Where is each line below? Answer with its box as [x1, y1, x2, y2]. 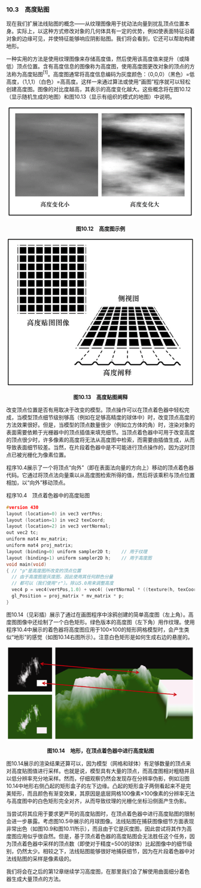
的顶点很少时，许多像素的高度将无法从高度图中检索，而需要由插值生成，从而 [6, 436, 195, 443]
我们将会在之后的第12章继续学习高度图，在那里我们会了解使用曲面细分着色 [6, 868, 190, 875]
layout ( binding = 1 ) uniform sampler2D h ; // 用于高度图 [6, 555, 152, 561]
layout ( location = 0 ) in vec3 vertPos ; [6, 511, 103, 517]
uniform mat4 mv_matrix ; [6, 536, 68, 542]
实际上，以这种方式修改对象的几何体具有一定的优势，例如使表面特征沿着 [16, 28, 195, 35]
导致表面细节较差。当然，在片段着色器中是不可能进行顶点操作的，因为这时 [6, 443, 190, 451]
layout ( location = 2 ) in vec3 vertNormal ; [6, 523, 111, 529]
